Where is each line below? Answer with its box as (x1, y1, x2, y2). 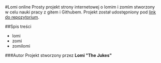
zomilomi (12, 43, 30, 49)
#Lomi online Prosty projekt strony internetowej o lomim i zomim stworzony (5, 4, 155, 10)
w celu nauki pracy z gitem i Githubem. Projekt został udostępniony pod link (5, 9, 156, 15)
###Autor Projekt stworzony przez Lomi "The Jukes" (5, 52, 112, 58)
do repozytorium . (5, 14, 40, 20)
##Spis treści (5, 24, 31, 29)
